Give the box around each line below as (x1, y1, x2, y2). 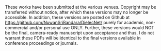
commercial (5, 25, 29, 31)
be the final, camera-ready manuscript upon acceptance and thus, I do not (5, 30, 154, 35)
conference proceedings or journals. (5, 40, 78, 46)
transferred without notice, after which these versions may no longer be (5, 9, 149, 15)
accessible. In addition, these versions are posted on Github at (5, 15, 130, 20)
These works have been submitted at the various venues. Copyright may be (5, 4, 157, 10)
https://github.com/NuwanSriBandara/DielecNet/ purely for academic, (5, 19, 145, 25)
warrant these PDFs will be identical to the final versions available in (5, 35, 141, 41)
